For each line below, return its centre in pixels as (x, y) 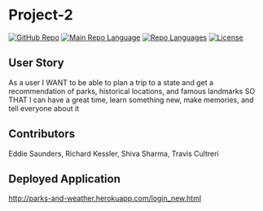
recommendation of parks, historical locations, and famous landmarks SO (132, 91)
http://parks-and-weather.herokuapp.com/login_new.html (105, 198)
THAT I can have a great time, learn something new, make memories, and (131, 100)
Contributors (42, 134)
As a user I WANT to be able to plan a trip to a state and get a (111, 82)
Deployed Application (64, 179)
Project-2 (41, 15)
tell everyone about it (44, 108)
